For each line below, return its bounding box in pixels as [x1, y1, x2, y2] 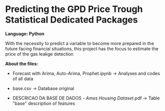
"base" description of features [12, 100, 75, 106]
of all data [12, 75, 34, 81]
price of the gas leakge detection [5, 51, 74, 57]
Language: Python [5, 30, 45, 36]
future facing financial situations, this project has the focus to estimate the [5, 45, 159, 51]
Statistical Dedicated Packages [5, 14, 138, 25]
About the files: [5, 60, 39, 66]
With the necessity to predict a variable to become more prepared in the [5, 40, 154, 46]
